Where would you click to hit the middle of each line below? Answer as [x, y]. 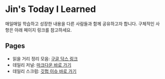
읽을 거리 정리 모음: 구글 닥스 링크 [45, 58]
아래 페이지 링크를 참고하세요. [43, 30]
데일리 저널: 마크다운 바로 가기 [42, 65]
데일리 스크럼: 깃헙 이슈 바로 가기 [44, 71]
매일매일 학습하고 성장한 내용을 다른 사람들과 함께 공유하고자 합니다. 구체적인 [80, 23]
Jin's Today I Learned [50, 9]
